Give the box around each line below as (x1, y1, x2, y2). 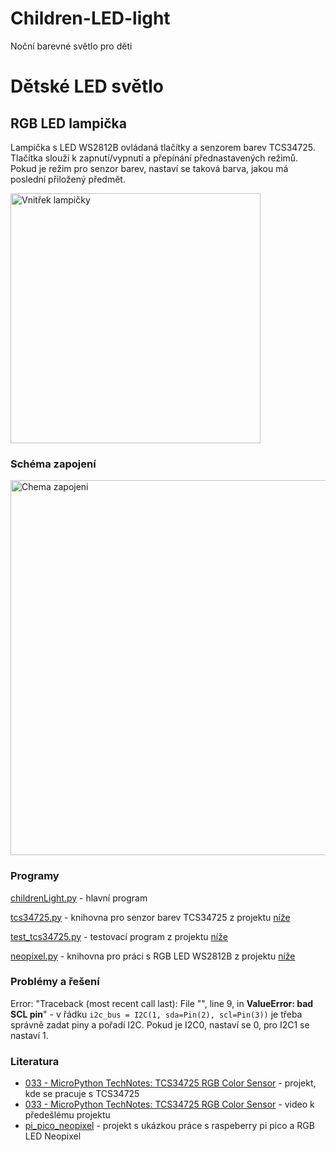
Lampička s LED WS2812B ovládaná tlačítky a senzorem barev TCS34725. (10, 141, 316, 153)
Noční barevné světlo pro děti (10, 40, 133, 52)
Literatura (10, 1054, 60, 1068)
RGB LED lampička (10, 115, 127, 132)
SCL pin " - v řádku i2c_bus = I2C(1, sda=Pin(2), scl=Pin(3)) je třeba (10, 1008, 303, 1020)
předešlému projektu (24, 1109, 111, 1121)
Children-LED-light (10, 7, 171, 30)
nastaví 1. (10, 1029, 49, 1041)
